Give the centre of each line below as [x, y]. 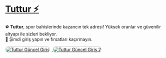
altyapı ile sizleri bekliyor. [31, 34]
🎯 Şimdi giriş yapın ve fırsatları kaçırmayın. [49, 39]
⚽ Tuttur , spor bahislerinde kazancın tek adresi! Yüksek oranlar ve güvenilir [83, 26]
